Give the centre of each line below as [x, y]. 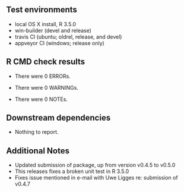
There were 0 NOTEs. [41, 99]
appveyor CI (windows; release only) [60, 43]
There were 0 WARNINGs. [47, 87]
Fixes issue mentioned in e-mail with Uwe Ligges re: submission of [96, 178]
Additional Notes [38, 151]
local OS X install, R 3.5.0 [45, 24]
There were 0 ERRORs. [43, 76]
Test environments [42, 10]
